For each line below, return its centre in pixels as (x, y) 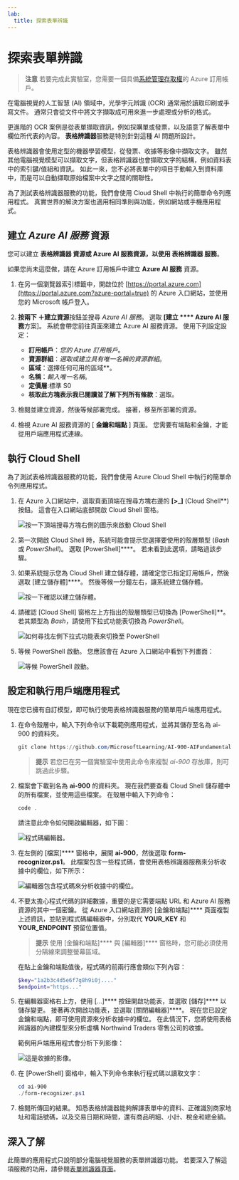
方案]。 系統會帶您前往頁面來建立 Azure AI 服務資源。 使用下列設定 (122, 326)
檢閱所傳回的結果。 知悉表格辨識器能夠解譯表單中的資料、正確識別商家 (121, 1108)
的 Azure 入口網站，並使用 (189, 293)
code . (27, 808)
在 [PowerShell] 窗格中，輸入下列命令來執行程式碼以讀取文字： (110, 1073)
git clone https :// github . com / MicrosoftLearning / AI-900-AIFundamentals (126, 747)
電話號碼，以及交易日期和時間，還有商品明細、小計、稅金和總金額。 (130, 1117)
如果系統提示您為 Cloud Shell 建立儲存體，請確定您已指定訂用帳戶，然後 (123, 573)
